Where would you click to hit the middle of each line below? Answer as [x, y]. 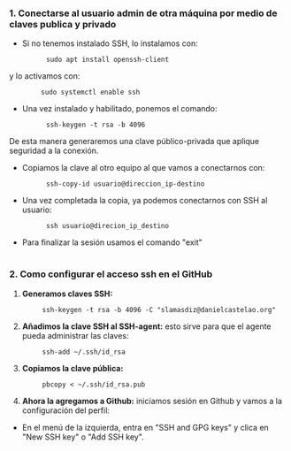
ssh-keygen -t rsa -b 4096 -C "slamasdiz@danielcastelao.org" [159, 310]
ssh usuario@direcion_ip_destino [107, 226]
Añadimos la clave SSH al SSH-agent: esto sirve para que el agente [146, 326]
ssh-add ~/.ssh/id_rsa [84, 352]
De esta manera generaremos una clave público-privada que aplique [134, 141]
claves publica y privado [63, 24]
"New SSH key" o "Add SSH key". [83, 437]
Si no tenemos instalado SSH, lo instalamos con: [110, 43]
